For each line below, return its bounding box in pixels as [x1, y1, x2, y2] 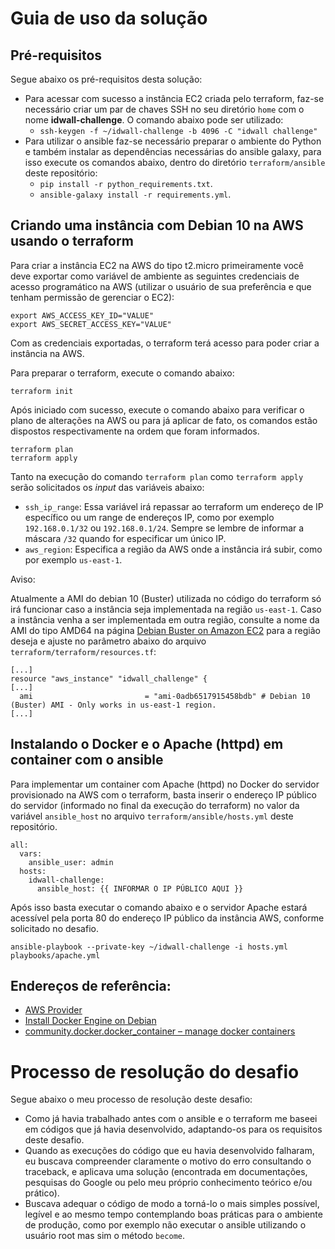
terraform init [10, 386, 74, 396]
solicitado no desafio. [10, 922, 99, 934]
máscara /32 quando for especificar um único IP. [24, 532, 227, 544]
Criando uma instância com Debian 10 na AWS [10, 217, 304, 234]
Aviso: [10, 573, 36, 585]
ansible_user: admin [28, 857, 114, 867]
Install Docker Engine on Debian [24, 1015, 157, 1027]
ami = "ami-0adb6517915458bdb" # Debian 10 [19, 691, 311, 701]
